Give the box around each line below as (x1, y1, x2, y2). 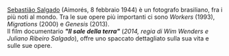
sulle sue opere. (7, 42, 53, 49)
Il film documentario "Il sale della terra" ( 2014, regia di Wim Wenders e (7, 27, 209, 35)
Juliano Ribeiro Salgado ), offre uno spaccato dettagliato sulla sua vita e (7, 34, 209, 43)
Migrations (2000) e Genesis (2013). (7, 20, 110, 28)
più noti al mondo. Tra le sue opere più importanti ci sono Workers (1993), (7, 13, 215, 21)
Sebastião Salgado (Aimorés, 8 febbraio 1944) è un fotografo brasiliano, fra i (7, 6, 223, 13)
